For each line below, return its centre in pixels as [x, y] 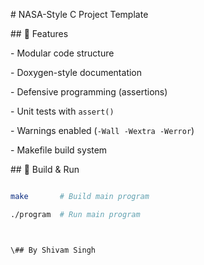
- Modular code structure [62, 53]
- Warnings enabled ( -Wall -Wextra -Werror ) [102, 130]
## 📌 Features [39, 33]
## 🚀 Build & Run [45, 169]
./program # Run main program [75, 214]
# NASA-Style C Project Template [79, 14]
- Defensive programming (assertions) [89, 92]
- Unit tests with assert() [62, 111]
